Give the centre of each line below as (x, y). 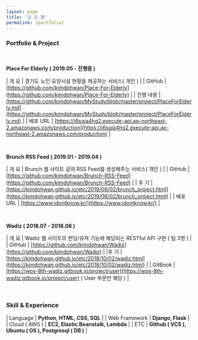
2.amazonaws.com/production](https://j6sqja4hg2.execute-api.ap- (88, 127)
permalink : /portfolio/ (35, 22)
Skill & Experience (32, 305)
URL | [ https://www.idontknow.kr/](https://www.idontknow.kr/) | (83, 203)
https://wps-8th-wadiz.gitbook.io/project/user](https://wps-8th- (86, 271)
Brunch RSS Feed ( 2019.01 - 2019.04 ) (54, 157)
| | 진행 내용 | (146, 95)
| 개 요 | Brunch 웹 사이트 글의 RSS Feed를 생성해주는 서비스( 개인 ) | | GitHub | (98, 169)
